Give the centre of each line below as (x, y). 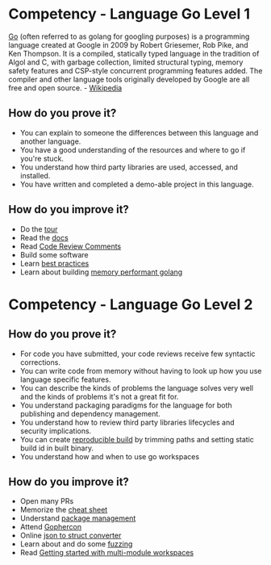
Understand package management (78, 518)
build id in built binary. (57, 448)
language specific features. (65, 379)
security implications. (56, 431)
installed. (35, 175)
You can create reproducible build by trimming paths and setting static (137, 439)
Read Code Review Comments (71, 246)
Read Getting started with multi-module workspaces (107, 553)
